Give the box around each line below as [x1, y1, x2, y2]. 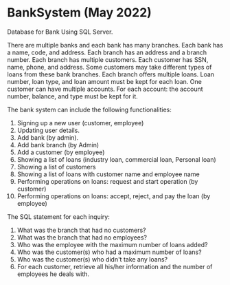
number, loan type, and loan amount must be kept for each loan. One [7, 77, 203, 85]
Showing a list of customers [16, 162, 96, 171]
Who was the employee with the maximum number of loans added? [16, 240, 208, 249]
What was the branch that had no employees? [16, 233, 148, 242]
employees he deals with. [16, 270, 90, 278]
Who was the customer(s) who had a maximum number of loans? [16, 248, 202, 256]
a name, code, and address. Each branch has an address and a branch [7, 48, 207, 56]
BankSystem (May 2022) [7, 5, 152, 21]
